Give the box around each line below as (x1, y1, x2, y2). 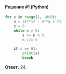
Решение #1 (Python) (5, 4, 49, 10)
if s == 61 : (13, 46, 38, 51)
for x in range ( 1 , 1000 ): (5, 15, 57, 19)
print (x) (22, 51, 40, 56)
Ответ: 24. (5, 64, 27, 70)
